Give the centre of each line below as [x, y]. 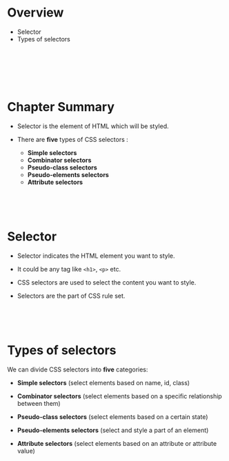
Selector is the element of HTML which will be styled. [93, 126]
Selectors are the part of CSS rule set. [71, 296]
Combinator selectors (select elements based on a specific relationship [119, 396]
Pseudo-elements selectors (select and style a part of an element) [113, 430]
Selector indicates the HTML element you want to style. [96, 256]
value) [26, 451]
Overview [36, 13]
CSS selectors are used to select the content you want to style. [107, 282]
